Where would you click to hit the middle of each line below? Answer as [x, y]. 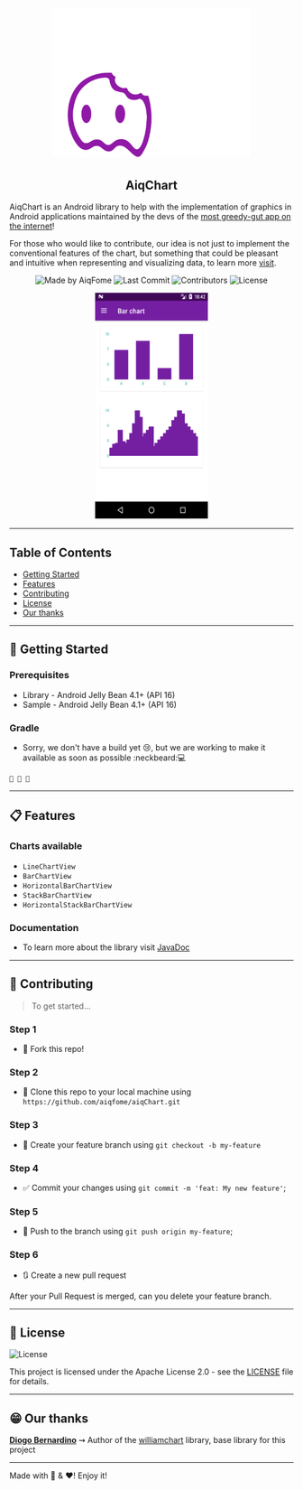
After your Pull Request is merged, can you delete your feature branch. [141, 1296]
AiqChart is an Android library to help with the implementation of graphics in [151, 207]
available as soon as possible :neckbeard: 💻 [104, 758]
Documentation [44, 927]
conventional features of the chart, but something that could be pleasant [144, 253]
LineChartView [49, 866]
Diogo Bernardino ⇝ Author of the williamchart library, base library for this [147, 1440]
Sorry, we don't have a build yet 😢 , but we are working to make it [144, 748]
